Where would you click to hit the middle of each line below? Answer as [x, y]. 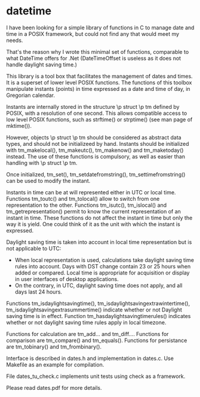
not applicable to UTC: [34, 248]
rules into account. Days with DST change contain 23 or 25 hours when [103, 266]
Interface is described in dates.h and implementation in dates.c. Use [90, 358]
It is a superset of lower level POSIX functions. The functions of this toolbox [99, 83]
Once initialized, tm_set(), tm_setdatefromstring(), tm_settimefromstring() [96, 174]
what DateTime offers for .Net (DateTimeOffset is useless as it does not [93, 58]
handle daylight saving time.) [42, 65]
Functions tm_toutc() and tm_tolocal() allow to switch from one [83, 198]
